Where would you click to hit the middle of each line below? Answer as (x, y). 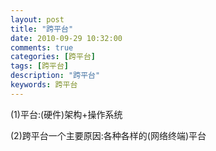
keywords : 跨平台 (44, 85)
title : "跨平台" (42, 29)
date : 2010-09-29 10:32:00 (66, 38)
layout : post (37, 19)
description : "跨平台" (55, 76)
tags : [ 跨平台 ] (40, 66)
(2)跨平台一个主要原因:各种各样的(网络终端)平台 (108, 135)
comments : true (42, 47)
